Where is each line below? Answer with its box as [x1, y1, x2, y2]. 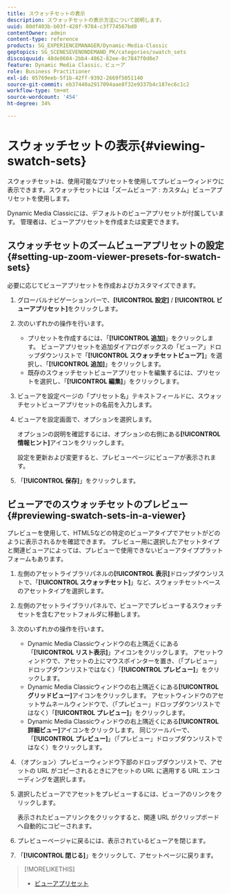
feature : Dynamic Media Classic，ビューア [7, 62, 125, 68]
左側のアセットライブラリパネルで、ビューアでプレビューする [17, 602, 192, 610]
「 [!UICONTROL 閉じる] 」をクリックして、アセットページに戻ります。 [17, 851, 217, 859]
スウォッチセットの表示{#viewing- [7, 138, 205, 154]
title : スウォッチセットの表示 [7, 10, 86, 17]
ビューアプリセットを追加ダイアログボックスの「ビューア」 [41, 342, 210, 351]
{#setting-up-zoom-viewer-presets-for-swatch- [7, 251, 221, 263]
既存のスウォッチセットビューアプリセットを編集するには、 [27, 368, 197, 377]
